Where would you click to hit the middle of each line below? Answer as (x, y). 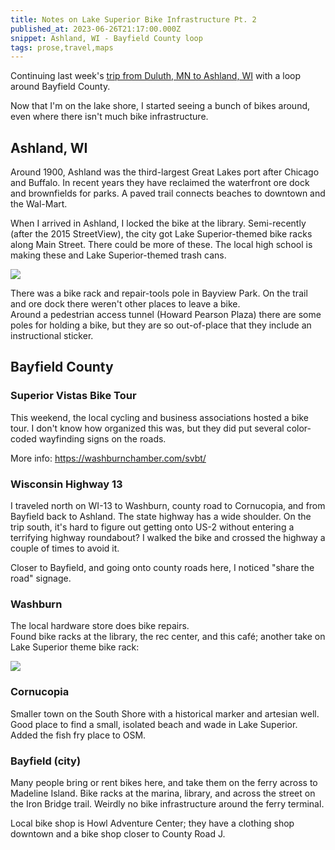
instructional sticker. (52, 336)
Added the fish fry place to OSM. (78, 735)
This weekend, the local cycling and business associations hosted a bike (160, 417)
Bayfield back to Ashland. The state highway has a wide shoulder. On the (161, 517)
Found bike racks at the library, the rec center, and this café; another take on (168, 637)
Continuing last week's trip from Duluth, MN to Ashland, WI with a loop (156, 76)
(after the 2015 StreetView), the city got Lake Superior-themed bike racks (161, 234)
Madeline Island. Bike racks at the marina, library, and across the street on (163, 793)
